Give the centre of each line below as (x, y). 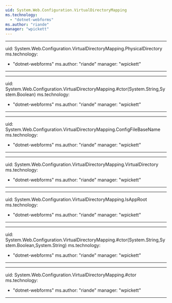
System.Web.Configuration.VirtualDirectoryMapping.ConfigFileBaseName (83, 129)
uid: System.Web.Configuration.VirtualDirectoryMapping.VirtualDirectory (82, 164)
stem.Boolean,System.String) (36, 245)
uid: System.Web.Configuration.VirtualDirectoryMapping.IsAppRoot (76, 200)
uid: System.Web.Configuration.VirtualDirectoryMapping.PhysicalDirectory (84, 49)
